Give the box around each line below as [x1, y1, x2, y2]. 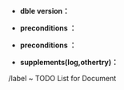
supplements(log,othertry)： [19, 58, 118, 67]
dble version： [19, 6, 70, 15]
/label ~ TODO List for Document [8, 74, 117, 83]
